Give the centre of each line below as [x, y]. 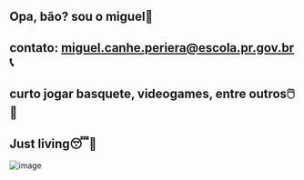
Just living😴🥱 [53, 143]
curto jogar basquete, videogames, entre [128, 94]
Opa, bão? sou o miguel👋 [81, 17]
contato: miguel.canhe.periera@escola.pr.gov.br [152, 48]
